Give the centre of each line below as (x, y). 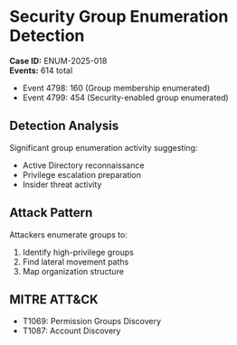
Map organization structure (73, 271)
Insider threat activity (62, 184)
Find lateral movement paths (76, 261)
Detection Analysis (64, 126)
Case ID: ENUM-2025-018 (58, 61)
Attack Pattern (51, 213)
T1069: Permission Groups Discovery (91, 322)
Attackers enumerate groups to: (69, 234)
